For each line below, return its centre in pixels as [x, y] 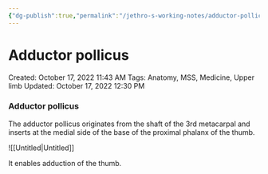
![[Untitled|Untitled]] [41, 148]
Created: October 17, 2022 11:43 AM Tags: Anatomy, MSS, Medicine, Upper [132, 77]
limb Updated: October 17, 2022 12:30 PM [77, 85]
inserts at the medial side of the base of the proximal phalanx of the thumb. [132, 132]
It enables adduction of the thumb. [65, 163]
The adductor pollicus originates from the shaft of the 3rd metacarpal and [129, 124]
